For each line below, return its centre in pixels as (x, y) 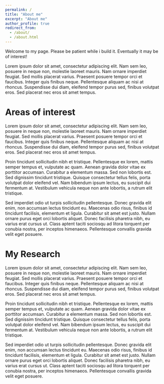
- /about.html (24, 38)
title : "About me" (24, 14)
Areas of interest (40, 112)
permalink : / (19, 10)
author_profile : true (27, 23)
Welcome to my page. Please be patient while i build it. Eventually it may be (82, 51)
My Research (33, 254)
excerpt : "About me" (26, 19)
